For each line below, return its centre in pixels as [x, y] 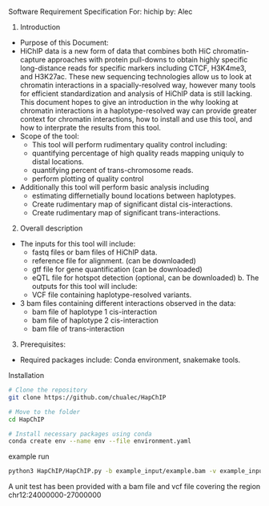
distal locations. [58, 162]
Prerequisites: [43, 344]
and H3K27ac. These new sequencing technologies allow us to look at [136, 76]
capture [33, 60]
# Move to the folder [44, 412]
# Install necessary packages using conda [80, 434]
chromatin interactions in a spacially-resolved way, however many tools [138, 85]
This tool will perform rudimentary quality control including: [130, 145]
